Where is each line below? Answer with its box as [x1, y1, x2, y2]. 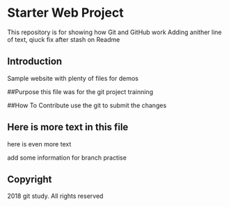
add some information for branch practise [7, 153, 127, 162]
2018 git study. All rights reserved [7, 192, 104, 200]
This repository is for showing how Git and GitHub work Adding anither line [7, 28, 222, 36]
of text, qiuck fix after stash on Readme [7, 35, 120, 43]
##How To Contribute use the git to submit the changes [7, 101, 167, 109]
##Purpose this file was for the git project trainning [7, 87, 153, 95]
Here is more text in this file [7, 121, 129, 133]
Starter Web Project [7, 5, 124, 21]
